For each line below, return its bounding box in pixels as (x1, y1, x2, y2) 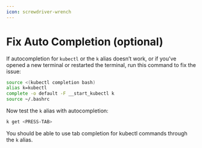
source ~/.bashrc (6, 96, 50, 103)
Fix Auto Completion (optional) (6, 34, 164, 48)
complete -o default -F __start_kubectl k (6, 91, 115, 97)
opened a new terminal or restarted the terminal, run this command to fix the (6, 61, 197, 68)
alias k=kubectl (6, 85, 47, 91)
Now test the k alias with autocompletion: (6, 107, 109, 115)
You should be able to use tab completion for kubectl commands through (6, 129, 188, 137)
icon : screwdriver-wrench (6, 8, 71, 15)
